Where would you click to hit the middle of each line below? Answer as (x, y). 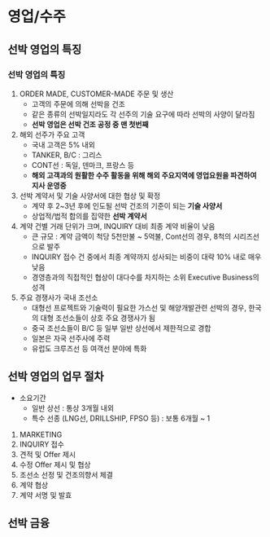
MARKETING (41, 434)
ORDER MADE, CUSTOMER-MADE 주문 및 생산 (96, 94)
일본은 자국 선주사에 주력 (71, 338)
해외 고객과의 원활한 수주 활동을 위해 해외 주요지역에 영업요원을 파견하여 (144, 175)
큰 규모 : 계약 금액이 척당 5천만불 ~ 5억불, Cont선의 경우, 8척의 (131, 236)
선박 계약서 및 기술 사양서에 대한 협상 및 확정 (90, 196)
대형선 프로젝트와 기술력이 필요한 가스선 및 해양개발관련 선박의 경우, (139, 307)
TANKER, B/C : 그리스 (67, 155)
